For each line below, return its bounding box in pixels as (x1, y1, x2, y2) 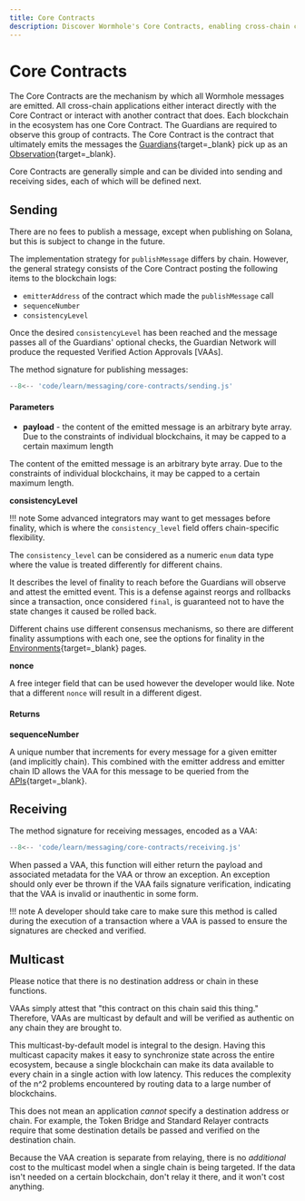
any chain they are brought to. (9, 1022, 123, 1033)
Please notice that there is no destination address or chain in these (9, 976, 259, 987)
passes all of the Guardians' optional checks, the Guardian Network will (9, 337, 277, 348)
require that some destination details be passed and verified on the (9, 1125, 261, 1136)
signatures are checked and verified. (9, 925, 147, 936)
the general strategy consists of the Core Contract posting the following (9, 263, 279, 274)
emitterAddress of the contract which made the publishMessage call (22, 290, 274, 301)
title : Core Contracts (9, 13, 95, 23)
